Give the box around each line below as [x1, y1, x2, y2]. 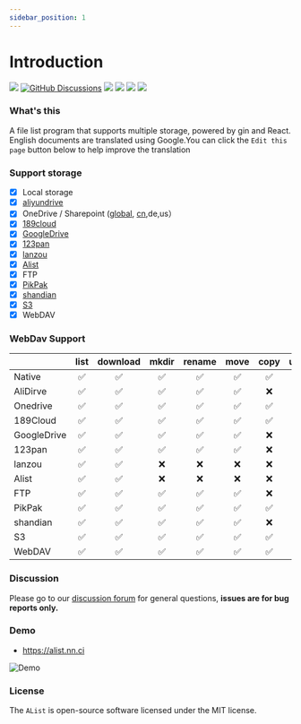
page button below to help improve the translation [9, 144, 191, 155]
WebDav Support [9, 332, 86, 345]
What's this [9, 105, 61, 117]
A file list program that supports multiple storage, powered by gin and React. [9, 125, 291, 135]
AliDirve [13, 385, 47, 398]
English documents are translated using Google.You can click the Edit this [9, 134, 288, 145]
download [97, 356, 142, 368]
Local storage [21, 187, 73, 198]
